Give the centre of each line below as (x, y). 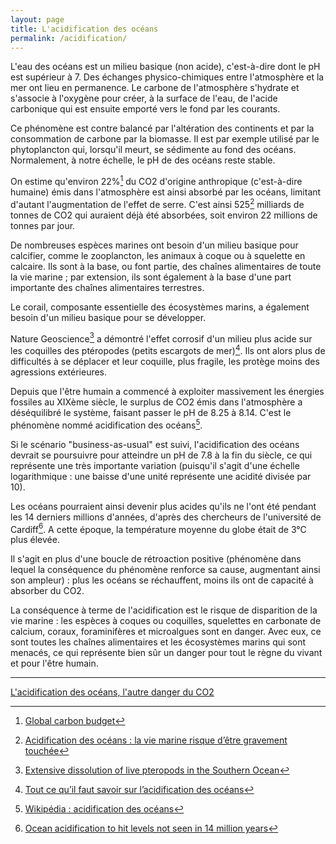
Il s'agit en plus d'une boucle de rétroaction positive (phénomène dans (156, 559)
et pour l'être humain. (54, 663)
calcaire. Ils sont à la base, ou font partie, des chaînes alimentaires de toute (166, 266)
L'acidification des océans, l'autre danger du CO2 (112, 692)
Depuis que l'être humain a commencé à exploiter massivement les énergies (167, 391)
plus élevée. (35, 540)
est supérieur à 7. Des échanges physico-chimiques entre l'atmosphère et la (167, 77)
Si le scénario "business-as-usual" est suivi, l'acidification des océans (155, 444)
